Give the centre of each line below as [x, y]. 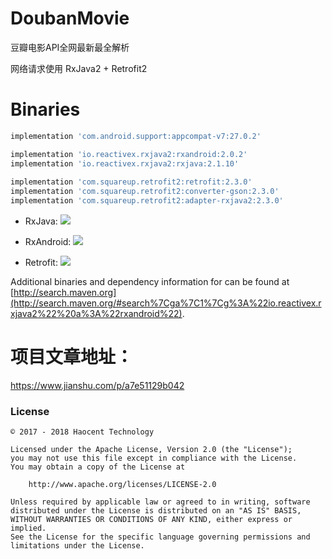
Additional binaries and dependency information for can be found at [150, 281]
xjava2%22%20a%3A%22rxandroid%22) [96, 313]
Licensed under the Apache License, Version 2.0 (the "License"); [151, 450]
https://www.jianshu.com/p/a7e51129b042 [97, 385]
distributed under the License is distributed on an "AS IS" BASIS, [156, 511]
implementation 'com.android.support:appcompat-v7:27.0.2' [136, 136]
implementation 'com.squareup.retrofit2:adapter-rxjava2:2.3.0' [147, 201]
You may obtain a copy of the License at [98, 467]
